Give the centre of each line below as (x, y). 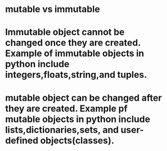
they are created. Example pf (66, 108)
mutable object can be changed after (83, 98)
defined (22, 140)
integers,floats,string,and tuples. (76, 75)
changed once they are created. (73, 43)
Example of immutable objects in (75, 53)
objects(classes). (77, 140)
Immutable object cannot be (65, 32)
